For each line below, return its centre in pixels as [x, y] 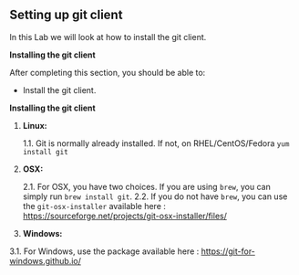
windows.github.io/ [46, 260]
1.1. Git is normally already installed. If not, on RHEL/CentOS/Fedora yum [156, 143]
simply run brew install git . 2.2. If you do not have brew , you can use [155, 196]
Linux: [35, 125]
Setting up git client [66, 15]
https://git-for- [228, 251]
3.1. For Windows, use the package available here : [104, 251]
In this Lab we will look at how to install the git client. [108, 37]
